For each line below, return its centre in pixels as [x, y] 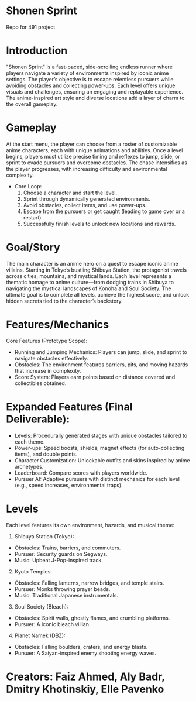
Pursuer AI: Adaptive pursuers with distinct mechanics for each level [97, 479]
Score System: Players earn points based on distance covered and [95, 377]
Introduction [37, 51]
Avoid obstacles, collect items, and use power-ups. [85, 205]
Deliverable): [38, 419]
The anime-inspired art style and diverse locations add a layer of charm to [95, 98]
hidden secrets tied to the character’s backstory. [64, 301]
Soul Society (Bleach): [41, 606]
